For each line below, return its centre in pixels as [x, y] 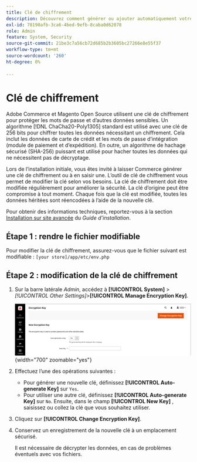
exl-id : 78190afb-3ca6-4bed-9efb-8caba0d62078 [64, 25]
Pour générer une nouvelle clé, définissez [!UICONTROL [91, 383]
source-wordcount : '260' [36, 56]
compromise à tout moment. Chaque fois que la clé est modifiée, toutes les [97, 194]
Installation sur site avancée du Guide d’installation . [68, 218]
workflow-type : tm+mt [33, 50]
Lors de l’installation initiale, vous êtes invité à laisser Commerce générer [94, 169]
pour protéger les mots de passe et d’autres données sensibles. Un [87, 120]
